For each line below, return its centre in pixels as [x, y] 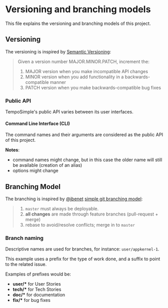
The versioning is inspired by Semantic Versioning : [58, 51]
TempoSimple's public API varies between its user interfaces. [69, 112]
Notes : [12, 150]
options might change [35, 171]
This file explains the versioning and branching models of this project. [78, 23]
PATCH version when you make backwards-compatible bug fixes [93, 87]
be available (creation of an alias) [47, 165]
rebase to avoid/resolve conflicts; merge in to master [80, 225]
